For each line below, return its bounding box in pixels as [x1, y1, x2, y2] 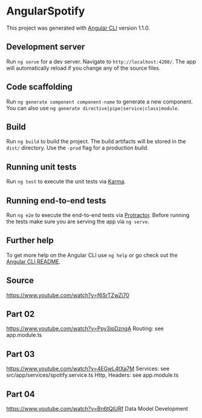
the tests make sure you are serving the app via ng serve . [6, 218, 149, 225]
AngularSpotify [6, 4, 85, 18]
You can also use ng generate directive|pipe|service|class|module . [6, 104, 180, 111]
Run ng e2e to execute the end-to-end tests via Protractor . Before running [6, 212, 190, 218]
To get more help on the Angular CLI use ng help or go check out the [6, 251, 178, 258]
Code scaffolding [6, 82, 73, 92]
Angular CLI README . [6, 258, 61, 265]
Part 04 [6, 389, 35, 399]
